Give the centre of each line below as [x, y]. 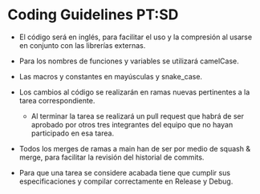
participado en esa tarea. [72, 133]
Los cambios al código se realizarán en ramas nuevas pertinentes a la [134, 92]
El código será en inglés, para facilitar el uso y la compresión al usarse [136, 37]
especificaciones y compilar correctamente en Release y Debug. [126, 181]
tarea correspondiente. [57, 100]
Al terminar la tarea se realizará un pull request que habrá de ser [138, 116]
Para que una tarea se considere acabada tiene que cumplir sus [124, 172]
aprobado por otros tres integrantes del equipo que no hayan [132, 124]
